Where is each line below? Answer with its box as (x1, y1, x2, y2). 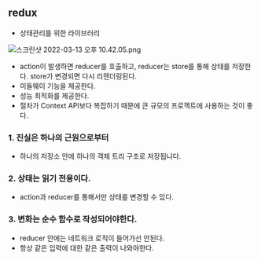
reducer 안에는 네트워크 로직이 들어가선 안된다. (19, 233, 165, 243)
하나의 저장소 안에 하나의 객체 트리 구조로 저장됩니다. (19, 152, 182, 161)
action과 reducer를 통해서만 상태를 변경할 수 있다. (19, 192, 175, 202)
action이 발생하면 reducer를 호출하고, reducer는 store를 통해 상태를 (19, 61, 230, 71)
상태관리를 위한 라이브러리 (19, 27, 101, 38)
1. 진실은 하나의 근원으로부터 (8, 132, 109, 143)
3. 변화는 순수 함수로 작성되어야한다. (8, 214, 138, 225)
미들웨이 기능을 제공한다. (19, 81, 96, 90)
